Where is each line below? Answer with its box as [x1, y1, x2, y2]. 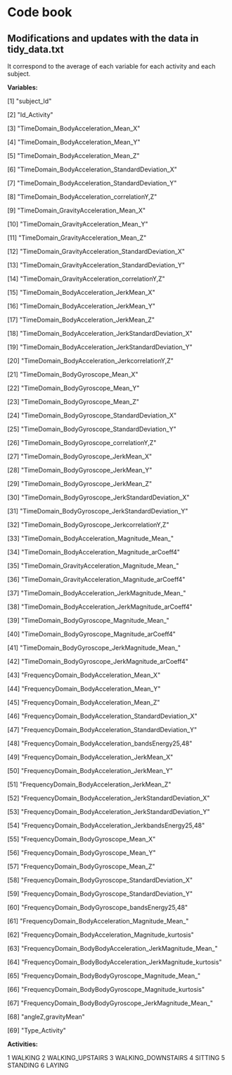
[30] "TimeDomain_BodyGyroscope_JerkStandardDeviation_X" [7, 493, 190, 502]
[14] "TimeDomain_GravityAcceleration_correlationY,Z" [7, 274, 165, 283]
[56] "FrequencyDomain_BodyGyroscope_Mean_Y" [7, 849, 156, 857]
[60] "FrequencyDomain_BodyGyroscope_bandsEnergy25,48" [7, 904, 188, 911]
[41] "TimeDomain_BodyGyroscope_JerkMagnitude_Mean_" [7, 643, 181, 652]
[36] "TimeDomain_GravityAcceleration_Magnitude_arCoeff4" [7, 576, 186, 583]
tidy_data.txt [7, 43, 65, 55]
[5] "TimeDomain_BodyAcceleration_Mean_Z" [7, 152, 140, 159]
